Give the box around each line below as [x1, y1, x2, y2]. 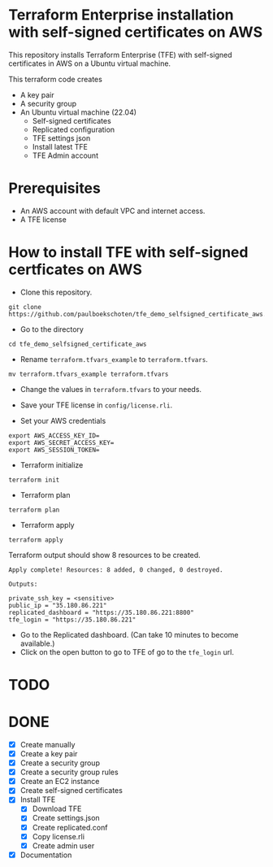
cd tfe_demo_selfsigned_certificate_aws [8, 340, 148, 348]
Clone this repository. [19, 287, 93, 297]
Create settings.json [32, 813, 100, 823]
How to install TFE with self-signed [8, 243, 249, 262]
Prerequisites [8, 179, 102, 198]
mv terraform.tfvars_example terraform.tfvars [8, 370, 169, 378]
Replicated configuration [32, 124, 115, 134]
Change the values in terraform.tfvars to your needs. [19, 384, 201, 394]
